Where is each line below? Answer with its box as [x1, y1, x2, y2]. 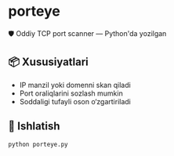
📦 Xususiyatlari [8, 56, 89, 69]
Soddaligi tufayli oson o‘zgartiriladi [19, 96, 132, 106]
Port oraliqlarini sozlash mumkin [19, 89, 123, 98]
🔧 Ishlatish [8, 120, 60, 133]
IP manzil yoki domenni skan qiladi [19, 80, 131, 89]
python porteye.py [8, 140, 68, 148]
